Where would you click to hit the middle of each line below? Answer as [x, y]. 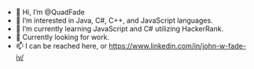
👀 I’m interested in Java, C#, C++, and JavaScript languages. [114, 20]
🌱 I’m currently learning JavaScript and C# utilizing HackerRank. [120, 29]
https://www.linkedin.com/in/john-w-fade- [177, 46]
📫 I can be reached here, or [61, 46]
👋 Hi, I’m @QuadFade [50, 12]
